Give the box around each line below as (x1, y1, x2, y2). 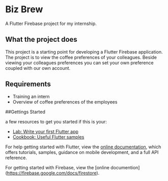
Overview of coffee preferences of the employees (12, 98, 118, 105)
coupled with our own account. (5, 65, 71, 71)
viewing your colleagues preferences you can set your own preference (5, 60, 154, 66)
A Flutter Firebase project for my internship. (5, 20, 97, 27)
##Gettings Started (5, 109, 46, 115)
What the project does (5, 35, 77, 44)
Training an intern (12, 93, 50, 99)
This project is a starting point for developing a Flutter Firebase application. (5, 48, 163, 55)
